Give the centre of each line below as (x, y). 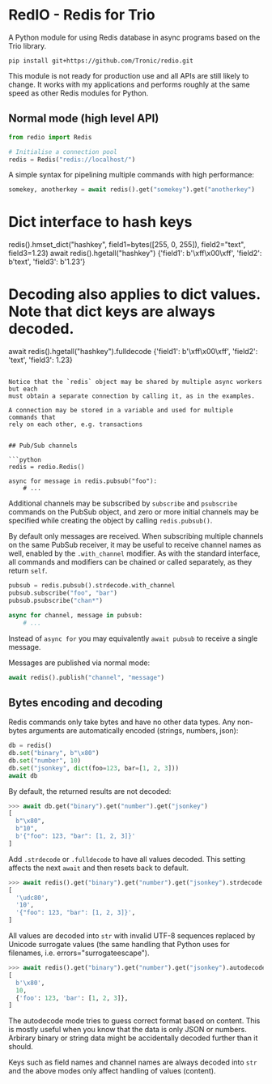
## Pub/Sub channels (43, 446)
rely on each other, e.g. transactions (76, 425)
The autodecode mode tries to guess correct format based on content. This (134, 1021)
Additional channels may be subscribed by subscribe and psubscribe (123, 503)
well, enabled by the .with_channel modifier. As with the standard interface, (134, 553)
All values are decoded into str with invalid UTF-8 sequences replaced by (132, 936)
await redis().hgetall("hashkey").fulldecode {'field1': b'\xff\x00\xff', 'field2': (133, 352)
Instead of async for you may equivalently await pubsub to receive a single (133, 638)
